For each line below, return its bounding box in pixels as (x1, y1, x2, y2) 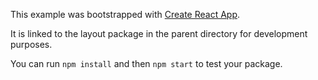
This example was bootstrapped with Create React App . (10, 9, 241, 20)
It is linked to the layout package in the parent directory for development (10, 28, 308, 39)
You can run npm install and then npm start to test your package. (10, 58, 283, 69)
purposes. (10, 39, 53, 50)
